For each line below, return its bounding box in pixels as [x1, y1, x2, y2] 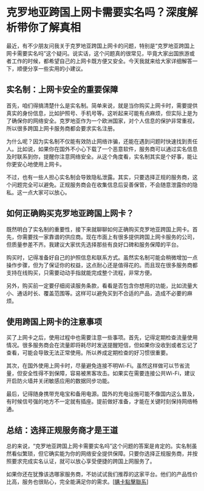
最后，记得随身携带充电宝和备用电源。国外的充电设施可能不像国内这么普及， [6, 390, 198, 398]
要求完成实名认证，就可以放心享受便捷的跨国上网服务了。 [11, 457, 155, 465]
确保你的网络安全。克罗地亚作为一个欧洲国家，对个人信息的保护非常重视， [11, 117, 198, 124]
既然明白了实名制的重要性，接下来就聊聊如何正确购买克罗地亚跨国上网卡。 [6, 225, 192, 233]
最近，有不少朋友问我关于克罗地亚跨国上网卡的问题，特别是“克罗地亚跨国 [6, 42, 190, 49]
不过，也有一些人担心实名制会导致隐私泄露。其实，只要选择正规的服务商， [6, 173, 192, 180]
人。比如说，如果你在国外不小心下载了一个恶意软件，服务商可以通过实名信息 [6, 145, 198, 152]
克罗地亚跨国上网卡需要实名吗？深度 [6, 5, 188, 19]
